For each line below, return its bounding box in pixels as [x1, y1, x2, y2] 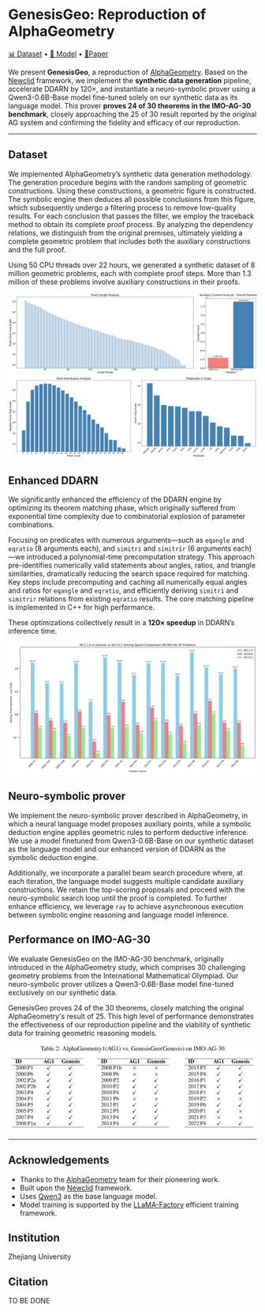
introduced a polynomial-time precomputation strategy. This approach [26, 552, 255, 562]
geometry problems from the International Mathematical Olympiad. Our [8, 971, 239, 980]
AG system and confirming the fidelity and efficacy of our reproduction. [8, 117, 241, 127]
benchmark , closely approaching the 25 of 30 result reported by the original [8, 109, 257, 119]
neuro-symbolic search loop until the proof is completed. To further [8, 893, 227, 903]
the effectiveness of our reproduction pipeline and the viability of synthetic [8, 1019, 251, 1030]
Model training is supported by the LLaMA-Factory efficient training [19, 1200, 239, 1209]
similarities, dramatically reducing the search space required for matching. [8, 569, 250, 578]
